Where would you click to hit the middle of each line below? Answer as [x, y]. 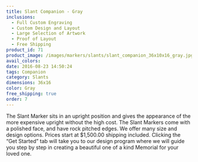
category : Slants [27, 77]
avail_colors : [24, 61]
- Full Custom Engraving [42, 22]
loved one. [19, 153]
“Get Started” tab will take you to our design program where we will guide [95, 141]
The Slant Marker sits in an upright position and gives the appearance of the [98, 116]
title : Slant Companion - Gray [44, 11]
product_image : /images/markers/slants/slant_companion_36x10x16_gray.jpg [100, 55]
